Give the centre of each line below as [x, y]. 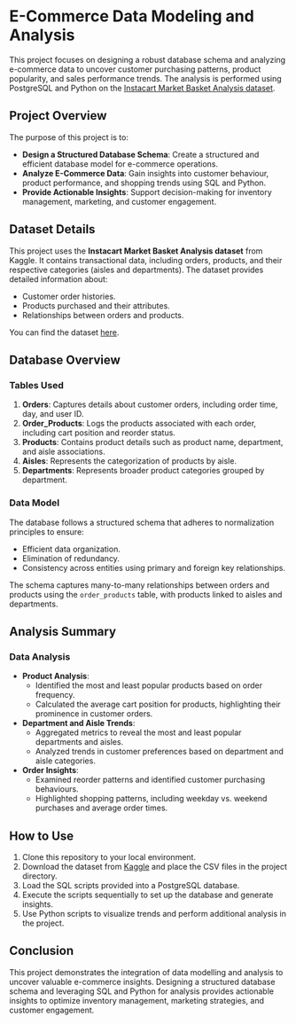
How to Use [42, 836]
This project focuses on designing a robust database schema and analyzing [148, 59]
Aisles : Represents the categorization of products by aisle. [129, 461]
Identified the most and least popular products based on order [149, 685]
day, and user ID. [53, 414]
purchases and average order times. [101, 808]
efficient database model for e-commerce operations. [120, 164]
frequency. [55, 695]
